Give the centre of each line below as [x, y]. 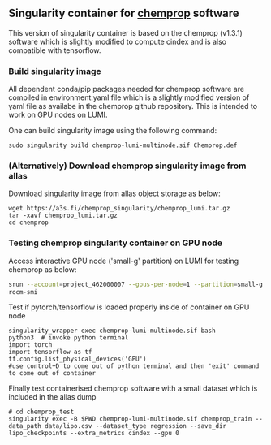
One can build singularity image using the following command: [113, 131]
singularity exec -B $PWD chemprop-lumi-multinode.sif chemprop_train [130, 419]
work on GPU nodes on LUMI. [58, 115]
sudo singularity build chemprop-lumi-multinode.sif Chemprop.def [123, 145]
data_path [25, 426]
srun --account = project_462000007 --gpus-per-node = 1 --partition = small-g [136, 284]
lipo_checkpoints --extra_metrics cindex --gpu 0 [94, 434]
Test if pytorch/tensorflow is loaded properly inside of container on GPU [129, 307]
